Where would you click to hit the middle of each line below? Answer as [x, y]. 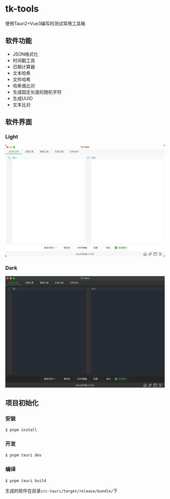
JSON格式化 [26, 54]
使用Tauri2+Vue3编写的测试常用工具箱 [45, 23]
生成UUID [23, 98]
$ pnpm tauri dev [24, 456]
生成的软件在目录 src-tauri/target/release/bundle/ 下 [61, 491]
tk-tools [22, 9]
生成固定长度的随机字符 [37, 92]
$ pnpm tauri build [26, 481]
